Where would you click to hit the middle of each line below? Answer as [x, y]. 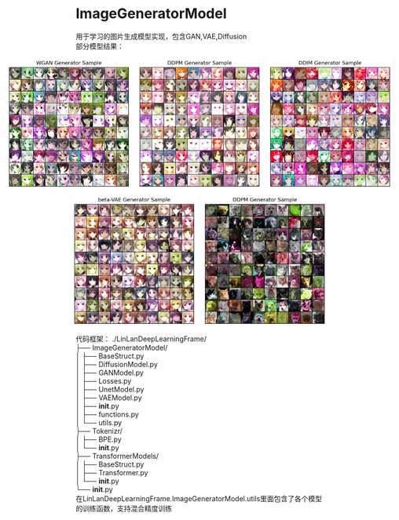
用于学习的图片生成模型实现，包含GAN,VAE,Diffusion [161, 36]
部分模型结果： [100, 46]
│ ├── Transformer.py [112, 472]
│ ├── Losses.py [104, 380]
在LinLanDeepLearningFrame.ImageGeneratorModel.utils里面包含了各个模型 [199, 498]
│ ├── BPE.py [99, 439]
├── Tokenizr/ [99, 431]
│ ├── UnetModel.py [110, 389]
